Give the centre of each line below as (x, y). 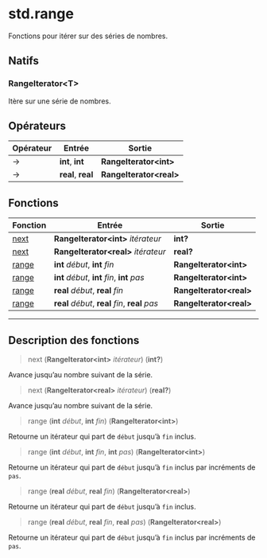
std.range (41, 14)
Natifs (24, 61)
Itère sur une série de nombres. (60, 101)
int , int (72, 162)
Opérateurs (37, 126)
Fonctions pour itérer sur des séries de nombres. (88, 36)
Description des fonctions (74, 340)
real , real (76, 174)
